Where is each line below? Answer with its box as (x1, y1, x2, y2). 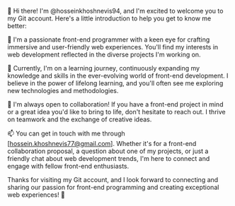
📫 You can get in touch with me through (7, 129, 125, 138)
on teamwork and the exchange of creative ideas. (7, 115, 152, 123)
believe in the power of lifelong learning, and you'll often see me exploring (7, 79, 224, 87)
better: (7, 22, 27, 30)
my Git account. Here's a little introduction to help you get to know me (7, 14, 212, 23)
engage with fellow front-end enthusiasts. (7, 162, 130, 170)
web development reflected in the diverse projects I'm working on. (7, 50, 201, 59)
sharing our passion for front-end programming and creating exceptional (7, 183, 219, 191)
